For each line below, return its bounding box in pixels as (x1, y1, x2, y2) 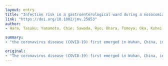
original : (5, 48, 26, 53)
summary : (5, 35, 23, 40)
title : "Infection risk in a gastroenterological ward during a (5, 12, 142, 17)
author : (5, 21, 21, 26)
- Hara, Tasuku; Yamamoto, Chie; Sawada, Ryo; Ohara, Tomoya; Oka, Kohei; (5, 26, 164, 31)
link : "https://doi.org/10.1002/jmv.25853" (5, 16, 97, 21)
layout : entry (5, 7, 35, 12)
